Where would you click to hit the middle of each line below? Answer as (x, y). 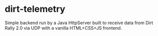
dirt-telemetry (35, 9)
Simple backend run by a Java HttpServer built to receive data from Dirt (79, 23)
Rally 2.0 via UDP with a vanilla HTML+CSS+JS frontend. (63, 28)
